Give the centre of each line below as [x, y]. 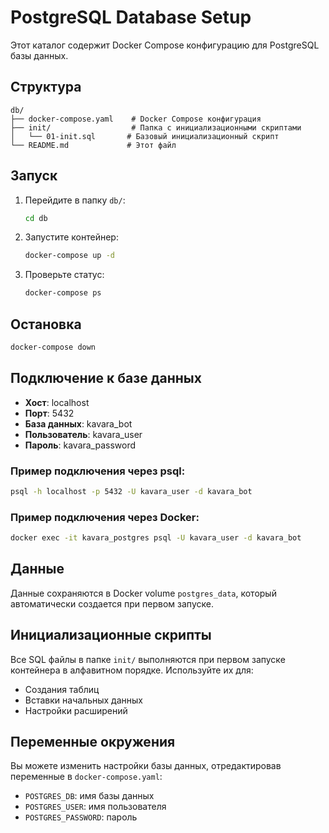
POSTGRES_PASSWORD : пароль [81, 817]
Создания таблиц [62, 689]
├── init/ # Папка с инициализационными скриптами [156, 127]
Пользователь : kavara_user [83, 434]
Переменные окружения [93, 742]
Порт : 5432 [49, 413]
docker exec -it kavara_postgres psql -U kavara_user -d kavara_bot [156, 538]
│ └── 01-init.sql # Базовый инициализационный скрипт [145, 136]
